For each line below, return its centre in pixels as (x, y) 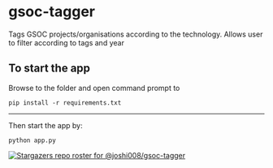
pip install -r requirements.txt (65, 103)
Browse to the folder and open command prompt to (94, 88)
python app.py (32, 140)
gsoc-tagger (52, 12)
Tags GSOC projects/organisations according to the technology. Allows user (136, 34)
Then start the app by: (45, 125)
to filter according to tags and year (66, 42)
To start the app (50, 69)
